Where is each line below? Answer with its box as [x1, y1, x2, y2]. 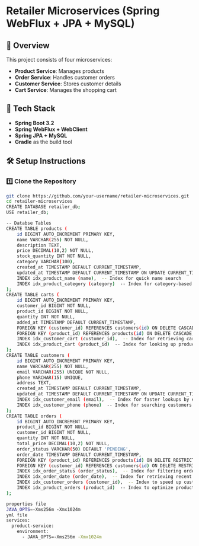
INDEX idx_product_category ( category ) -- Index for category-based [17, 280, 192, 287]
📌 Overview [6, 40, 50, 50]
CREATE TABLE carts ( [6, 292, 60, 298]
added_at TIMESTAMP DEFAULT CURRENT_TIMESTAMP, [17, 319, 136, 325]
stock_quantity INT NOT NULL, [17, 253, 92, 259]
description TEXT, [17, 242, 62, 248]
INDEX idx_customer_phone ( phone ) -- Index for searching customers [17, 402, 192, 408]
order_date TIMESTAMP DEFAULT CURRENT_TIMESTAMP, [17, 452, 142, 458]
